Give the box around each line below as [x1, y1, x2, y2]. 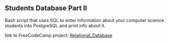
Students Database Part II [5, 4, 87, 12]
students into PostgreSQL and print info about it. [5, 22, 106, 28]
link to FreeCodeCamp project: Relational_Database [5, 32, 113, 38]
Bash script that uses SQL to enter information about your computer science [5, 17, 164, 23]
